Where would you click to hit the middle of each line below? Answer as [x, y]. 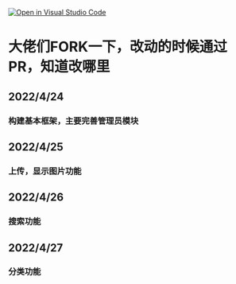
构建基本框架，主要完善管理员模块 [74, 121]
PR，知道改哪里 [59, 67]
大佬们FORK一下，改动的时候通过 [118, 47]
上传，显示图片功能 [45, 171]
